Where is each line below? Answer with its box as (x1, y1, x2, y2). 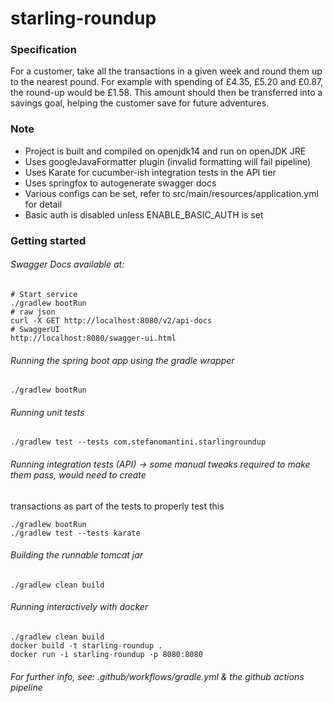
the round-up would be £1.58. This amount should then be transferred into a (10, 87, 323, 99)
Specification (10, 43, 77, 57)
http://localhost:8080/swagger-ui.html (10, 333, 177, 343)
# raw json (10, 307, 56, 317)
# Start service (10, 289, 78, 299)
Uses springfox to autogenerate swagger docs (24, 177, 217, 189)
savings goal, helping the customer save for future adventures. (10, 97, 270, 109)
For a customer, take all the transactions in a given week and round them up (10, 65, 323, 77)
